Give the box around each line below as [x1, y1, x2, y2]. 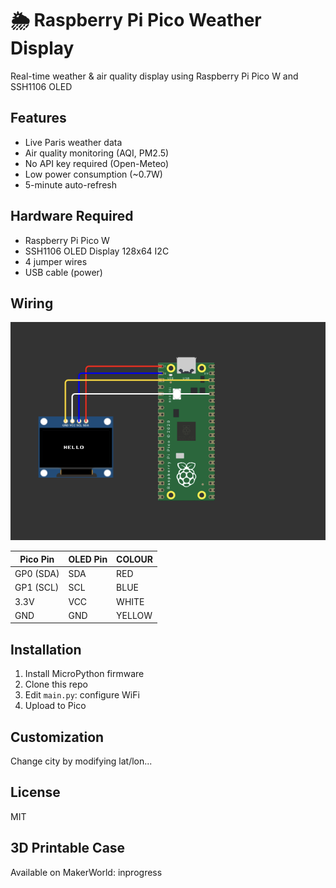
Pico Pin [19, 553, 55, 565]
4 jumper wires [24, 255, 88, 267]
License [10, 784, 61, 801]
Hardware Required [10, 208, 134, 225]
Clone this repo [24, 678, 88, 691]
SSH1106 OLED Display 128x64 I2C [24, 245, 170, 257]
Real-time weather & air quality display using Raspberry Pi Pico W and [10, 70, 299, 82]
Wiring [10, 295, 54, 312]
